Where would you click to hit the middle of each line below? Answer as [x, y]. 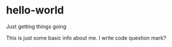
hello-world [35, 10]
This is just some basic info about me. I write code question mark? [86, 38]
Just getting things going [36, 26]
